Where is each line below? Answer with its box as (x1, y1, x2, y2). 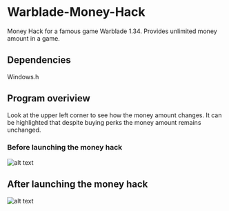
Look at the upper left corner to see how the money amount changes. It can (7, 111, 222, 119)
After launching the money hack (7, 179, 148, 190)
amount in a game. (7, 34, 60, 42)
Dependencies (7, 54, 71, 66)
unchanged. (7, 125, 41, 134)
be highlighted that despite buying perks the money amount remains (7, 118, 201, 126)
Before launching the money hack (7, 143, 123, 152)
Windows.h (7, 72, 39, 81)
